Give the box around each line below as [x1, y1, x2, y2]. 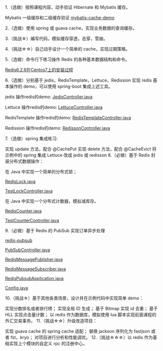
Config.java [5, 285, 28, 291]
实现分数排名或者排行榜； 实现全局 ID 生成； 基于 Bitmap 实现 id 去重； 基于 [5, 306, 158, 311]
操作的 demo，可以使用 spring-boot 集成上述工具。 [9, 83, 113, 89]
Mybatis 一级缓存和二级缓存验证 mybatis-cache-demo [5, 15, 115, 21]
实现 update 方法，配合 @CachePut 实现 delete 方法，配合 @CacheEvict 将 [5, 146, 157, 152]
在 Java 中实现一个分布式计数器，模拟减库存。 [5, 198, 99, 204]
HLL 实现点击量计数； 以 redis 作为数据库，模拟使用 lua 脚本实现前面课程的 [5, 312, 157, 318]
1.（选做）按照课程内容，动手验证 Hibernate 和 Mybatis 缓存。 [5, 4, 131, 10]
